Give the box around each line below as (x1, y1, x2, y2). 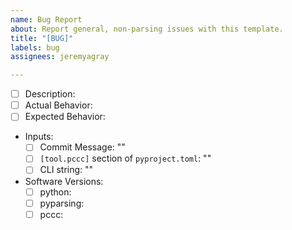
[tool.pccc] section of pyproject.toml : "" (39, 152, 212, 165)
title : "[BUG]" (10, 33, 74, 43)
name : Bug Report (10, 14, 83, 25)
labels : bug (10, 42, 60, 53)
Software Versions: (24, 175, 104, 187)
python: (39, 186, 72, 198)
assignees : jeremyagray (10, 52, 110, 62)
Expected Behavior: (24, 111, 106, 123)
